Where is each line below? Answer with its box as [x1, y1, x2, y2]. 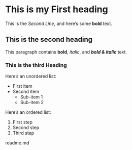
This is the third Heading [5, 61, 67, 68]
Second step [12, 124, 40, 131]
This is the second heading [5, 35, 93, 44]
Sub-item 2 [20, 99, 44, 106]
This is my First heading [5, 4, 108, 15]
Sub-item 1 [20, 94, 43, 100]
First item [12, 83, 32, 89]
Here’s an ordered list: [5, 109, 52, 115]
